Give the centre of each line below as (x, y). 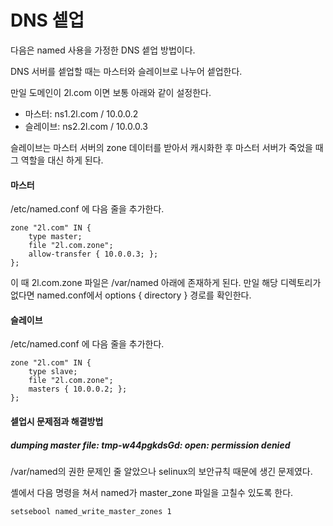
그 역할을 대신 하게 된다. (57, 160)
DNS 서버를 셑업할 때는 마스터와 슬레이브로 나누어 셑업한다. (126, 71)
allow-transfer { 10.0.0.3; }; (93, 254)
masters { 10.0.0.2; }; (78, 389)
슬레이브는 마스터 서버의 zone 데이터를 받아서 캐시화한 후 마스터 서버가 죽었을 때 (167, 147)
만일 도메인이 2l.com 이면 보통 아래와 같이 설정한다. (111, 92)
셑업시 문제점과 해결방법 (57, 421)
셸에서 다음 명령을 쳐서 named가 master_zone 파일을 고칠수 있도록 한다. (152, 492)
